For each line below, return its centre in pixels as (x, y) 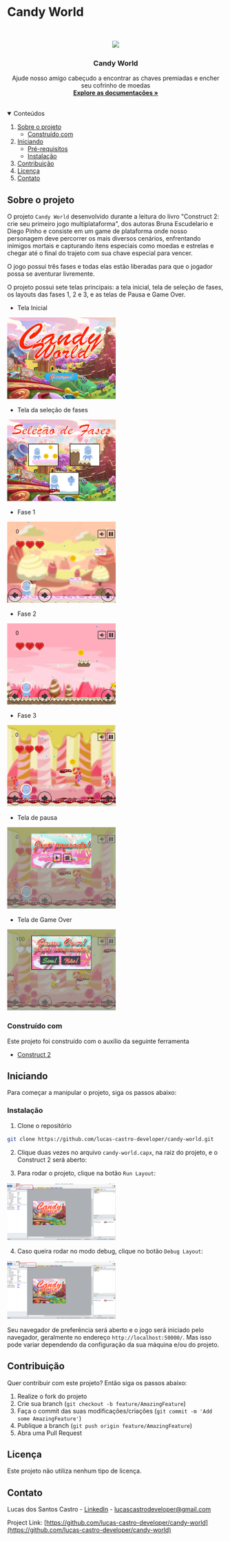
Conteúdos (29, 114)
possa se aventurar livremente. (51, 274)
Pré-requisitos (48, 149)
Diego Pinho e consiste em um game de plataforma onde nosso (97, 231)
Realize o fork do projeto (52, 1396)
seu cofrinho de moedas (116, 85)
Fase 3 (27, 716)
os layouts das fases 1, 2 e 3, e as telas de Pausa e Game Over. (96, 294)
